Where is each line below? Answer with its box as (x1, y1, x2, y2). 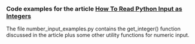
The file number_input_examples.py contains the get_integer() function (6, 25, 181, 32)
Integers (6, 12, 32, 20)
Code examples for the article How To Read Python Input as (6, 5, 182, 13)
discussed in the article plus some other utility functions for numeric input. (6, 32, 190, 39)
